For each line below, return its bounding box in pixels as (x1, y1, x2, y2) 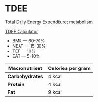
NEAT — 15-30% (12, 43, 46, 49)
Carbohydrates (7, 73, 43, 80)
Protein (7, 81, 25, 87)
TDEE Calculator (5, 28, 38, 34)
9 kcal (48, 88, 62, 95)
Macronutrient (8, 65, 43, 71)
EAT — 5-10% (12, 53, 40, 59)
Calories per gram (48, 65, 91, 71)
